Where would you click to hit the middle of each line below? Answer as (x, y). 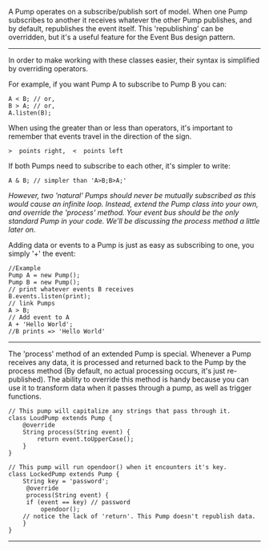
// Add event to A (39, 317)
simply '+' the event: (42, 253)
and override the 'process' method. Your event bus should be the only (124, 212)
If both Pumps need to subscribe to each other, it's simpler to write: (119, 166)
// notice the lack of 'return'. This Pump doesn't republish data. (139, 516)
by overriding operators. (48, 69)
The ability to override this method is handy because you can (148, 379)
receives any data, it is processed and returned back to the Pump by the (127, 362)
